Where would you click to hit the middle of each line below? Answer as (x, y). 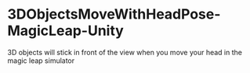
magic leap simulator (41, 61)
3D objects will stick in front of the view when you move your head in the (125, 52)
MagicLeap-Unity (66, 31)
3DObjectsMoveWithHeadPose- (114, 14)
